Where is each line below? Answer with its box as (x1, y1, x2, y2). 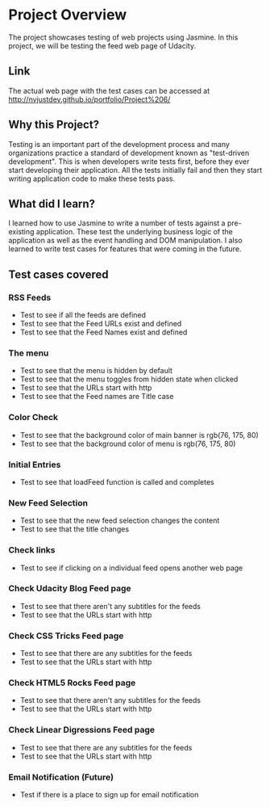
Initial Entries (8, 459, 61, 470)
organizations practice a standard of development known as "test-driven (8, 148, 250, 158)
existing (8, 227, 35, 237)
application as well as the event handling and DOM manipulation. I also (8, 236, 243, 246)
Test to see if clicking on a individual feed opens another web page (19, 563, 243, 573)
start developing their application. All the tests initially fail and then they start (8, 165, 263, 174)
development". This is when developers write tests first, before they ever (8, 156, 250, 166)
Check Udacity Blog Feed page (8, 583, 131, 595)
